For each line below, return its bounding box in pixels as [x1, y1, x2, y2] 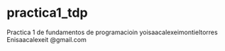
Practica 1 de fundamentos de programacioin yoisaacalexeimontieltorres [6, 28, 218, 36]
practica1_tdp [6, 5, 88, 21]
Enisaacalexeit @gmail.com [6, 35, 87, 43]
